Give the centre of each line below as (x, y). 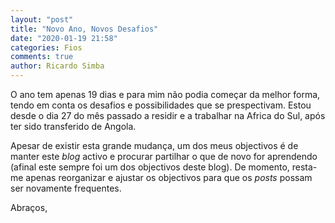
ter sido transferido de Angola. (73, 126)
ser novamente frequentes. (66, 188)
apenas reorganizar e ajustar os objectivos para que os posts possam (169, 177)
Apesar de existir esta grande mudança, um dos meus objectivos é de (154, 145)
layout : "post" (42, 19)
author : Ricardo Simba (57, 66)
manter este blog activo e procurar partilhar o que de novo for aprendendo (164, 156)
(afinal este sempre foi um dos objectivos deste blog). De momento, (150, 167)
